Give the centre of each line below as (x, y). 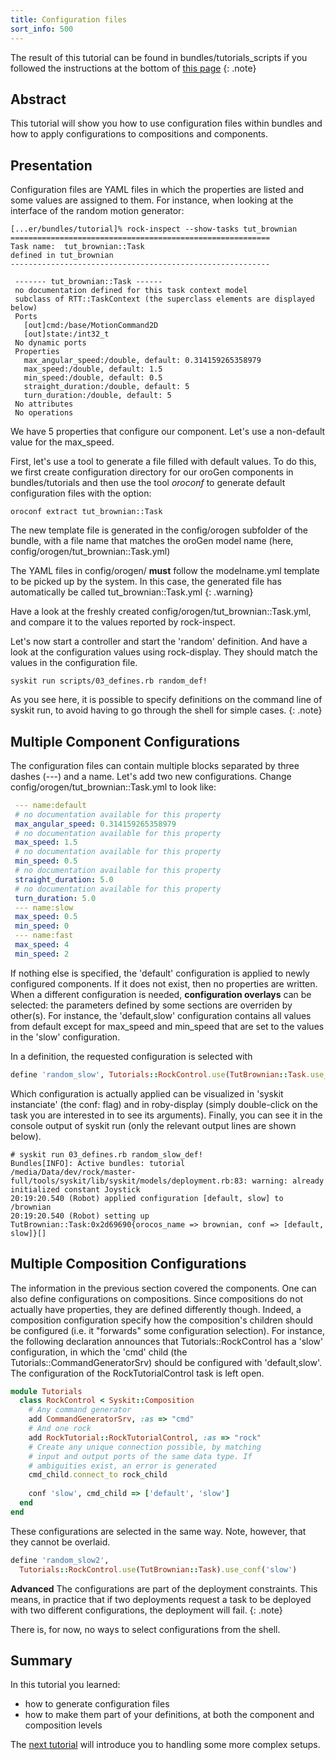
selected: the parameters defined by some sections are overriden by (151, 1005)
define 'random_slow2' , (60, 1560)
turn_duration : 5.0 (55, 898)
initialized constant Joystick (75, 1189)
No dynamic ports (50, 343)
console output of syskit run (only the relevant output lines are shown (153, 1125)
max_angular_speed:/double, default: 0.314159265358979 (142, 361)
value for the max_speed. (62, 442)
